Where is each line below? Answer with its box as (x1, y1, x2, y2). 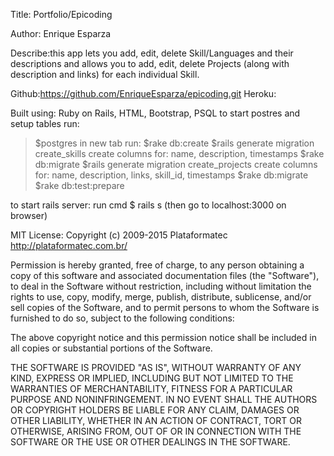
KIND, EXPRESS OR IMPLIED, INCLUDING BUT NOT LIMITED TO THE (10, 372, 294, 384)
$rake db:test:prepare (34, 180, 125, 191)
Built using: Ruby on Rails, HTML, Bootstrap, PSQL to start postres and (10, 107, 301, 119)
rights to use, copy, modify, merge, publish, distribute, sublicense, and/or (10, 291, 312, 303)
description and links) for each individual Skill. (10, 69, 200, 80)
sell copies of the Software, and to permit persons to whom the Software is (10, 302, 320, 313)
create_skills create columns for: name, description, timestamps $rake (34, 148, 325, 159)
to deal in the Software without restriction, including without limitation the (10, 280, 312, 292)
